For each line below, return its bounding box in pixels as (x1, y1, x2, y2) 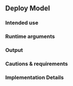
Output (5, 47, 23, 54)
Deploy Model (5, 4, 50, 13)
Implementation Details (5, 74, 64, 81)
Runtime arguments (5, 33, 55, 40)
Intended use (5, 19, 39, 26)
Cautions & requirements (5, 61, 68, 68)
